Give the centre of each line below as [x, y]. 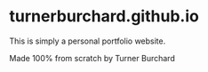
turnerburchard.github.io [104, 16]
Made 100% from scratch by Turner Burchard [92, 58]
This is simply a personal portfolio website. [88, 41]
